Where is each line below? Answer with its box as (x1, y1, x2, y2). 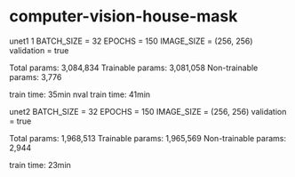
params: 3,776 (9, 71, 62, 82)
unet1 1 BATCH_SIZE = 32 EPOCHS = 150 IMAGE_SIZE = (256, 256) (9, 36, 253, 46)
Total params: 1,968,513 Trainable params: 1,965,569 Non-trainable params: (9, 133, 287, 143)
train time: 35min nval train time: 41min (9, 89, 151, 100)
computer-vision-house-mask (9, 6, 238, 27)
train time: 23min (9, 159, 71, 170)
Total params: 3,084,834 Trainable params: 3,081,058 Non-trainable (9, 62, 259, 73)
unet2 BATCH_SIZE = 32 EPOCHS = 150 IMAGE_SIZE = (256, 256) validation (9, 106, 287, 117)
